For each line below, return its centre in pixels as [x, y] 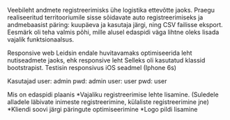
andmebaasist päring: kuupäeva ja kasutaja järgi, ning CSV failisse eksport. [115, 25]
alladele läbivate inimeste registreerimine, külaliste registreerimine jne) [108, 102]
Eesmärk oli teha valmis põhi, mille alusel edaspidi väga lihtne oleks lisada [113, 32]
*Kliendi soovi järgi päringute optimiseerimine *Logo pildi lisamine [102, 109]
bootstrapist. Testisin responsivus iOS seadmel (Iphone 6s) [92, 68]
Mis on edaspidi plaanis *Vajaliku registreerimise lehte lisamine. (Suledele [113, 94]
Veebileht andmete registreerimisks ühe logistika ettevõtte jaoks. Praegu [111, 10]
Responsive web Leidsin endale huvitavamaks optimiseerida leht [100, 53]
